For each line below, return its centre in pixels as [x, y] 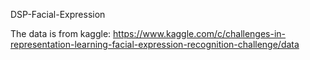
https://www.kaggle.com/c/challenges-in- [200, 33]
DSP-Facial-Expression [58, 14]
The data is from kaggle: [61, 33]
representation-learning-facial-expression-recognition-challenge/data [155, 44]
